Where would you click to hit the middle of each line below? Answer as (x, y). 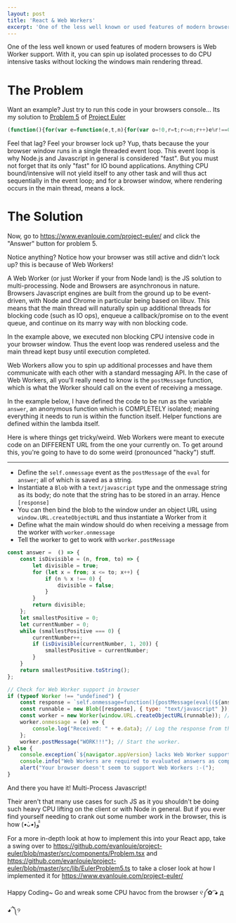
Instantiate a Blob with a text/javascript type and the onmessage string (122, 488)
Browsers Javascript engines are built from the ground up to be (99, 293)
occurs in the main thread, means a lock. (66, 188)
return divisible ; (59, 605)
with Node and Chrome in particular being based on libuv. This (120, 301)
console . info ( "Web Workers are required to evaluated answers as (118, 761)
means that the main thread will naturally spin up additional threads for (109, 308)
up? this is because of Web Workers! (60, 265)
